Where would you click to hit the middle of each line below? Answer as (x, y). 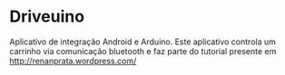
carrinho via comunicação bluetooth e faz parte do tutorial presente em (143, 51)
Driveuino (47, 17)
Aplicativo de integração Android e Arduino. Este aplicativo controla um (143, 42)
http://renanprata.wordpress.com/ (73, 61)
